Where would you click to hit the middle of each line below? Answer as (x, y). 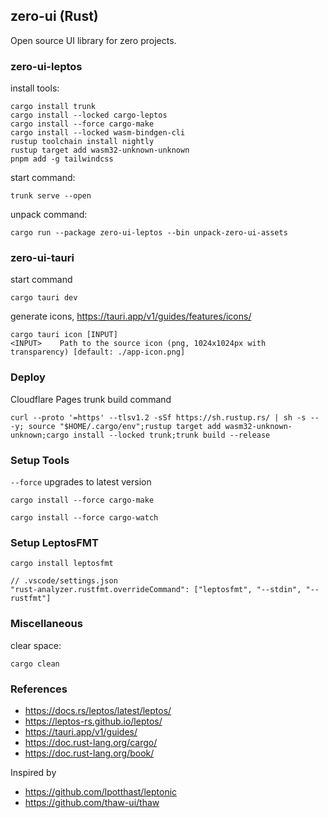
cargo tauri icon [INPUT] (64, 335)
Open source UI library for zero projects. (93, 40)
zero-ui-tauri (42, 258)
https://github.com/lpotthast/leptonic (101, 791)
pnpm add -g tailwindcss (62, 159)
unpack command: (49, 215)
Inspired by (33, 772)
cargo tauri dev (44, 298)
